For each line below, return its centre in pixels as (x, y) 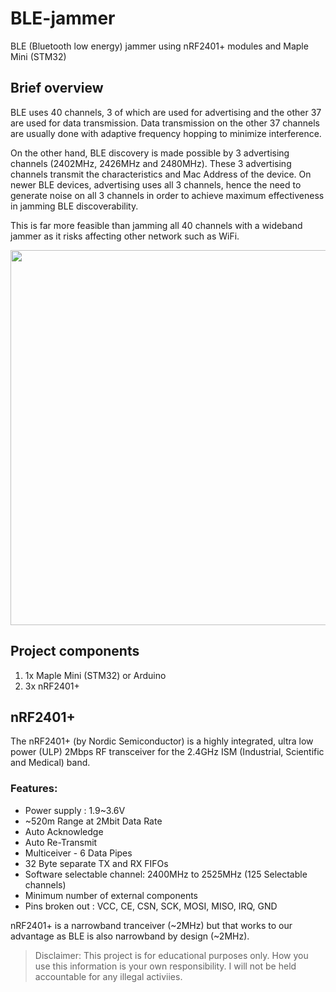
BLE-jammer (63, 18)
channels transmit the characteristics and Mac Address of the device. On (161, 174)
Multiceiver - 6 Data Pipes (78, 853)
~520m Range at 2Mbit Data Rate (93, 821)
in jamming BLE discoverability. (74, 206)
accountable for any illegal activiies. (108, 976)
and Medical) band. (50, 763)
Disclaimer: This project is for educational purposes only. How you (171, 955)
